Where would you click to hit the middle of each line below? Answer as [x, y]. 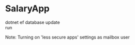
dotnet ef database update [32, 22]
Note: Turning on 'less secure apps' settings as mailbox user [67, 37]
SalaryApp [27, 9]
